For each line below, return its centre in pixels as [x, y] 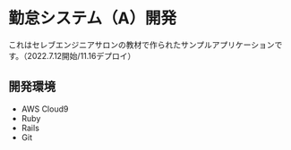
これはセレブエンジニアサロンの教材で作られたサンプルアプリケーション [141, 45]
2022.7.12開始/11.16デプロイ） [81, 55]
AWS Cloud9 [45, 109]
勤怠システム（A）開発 [93, 18]
